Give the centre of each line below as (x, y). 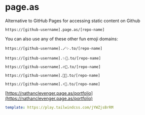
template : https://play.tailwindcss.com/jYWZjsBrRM (59, 107)
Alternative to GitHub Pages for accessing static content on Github (73, 21)
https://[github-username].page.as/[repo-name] (55, 29)
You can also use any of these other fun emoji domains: (62, 39)
